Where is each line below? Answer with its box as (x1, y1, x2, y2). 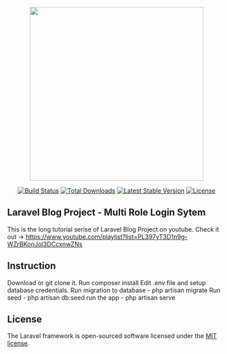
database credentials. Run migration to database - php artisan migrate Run (7, 286, 221, 294)
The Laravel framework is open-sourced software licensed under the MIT (7, 332, 217, 340)
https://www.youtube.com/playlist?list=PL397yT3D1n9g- (25, 232, 188, 241)
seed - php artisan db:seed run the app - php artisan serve (7, 293, 176, 302)
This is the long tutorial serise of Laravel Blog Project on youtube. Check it (7, 225, 219, 233)
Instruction (7, 260, 56, 272)
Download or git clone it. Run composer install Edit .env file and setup (7, 278, 206, 287)
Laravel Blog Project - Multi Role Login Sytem (7, 207, 206, 218)
